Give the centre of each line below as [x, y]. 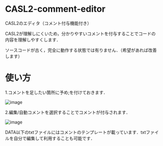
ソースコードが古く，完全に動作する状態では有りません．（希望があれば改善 [81, 50]
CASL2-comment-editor [55, 9]
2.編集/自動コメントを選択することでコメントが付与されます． [68, 112]
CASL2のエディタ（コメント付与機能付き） [48, 23]
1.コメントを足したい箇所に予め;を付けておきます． [56, 92]
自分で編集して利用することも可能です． [54, 138]
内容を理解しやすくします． [33, 40]
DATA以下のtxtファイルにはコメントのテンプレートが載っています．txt [76, 132]
